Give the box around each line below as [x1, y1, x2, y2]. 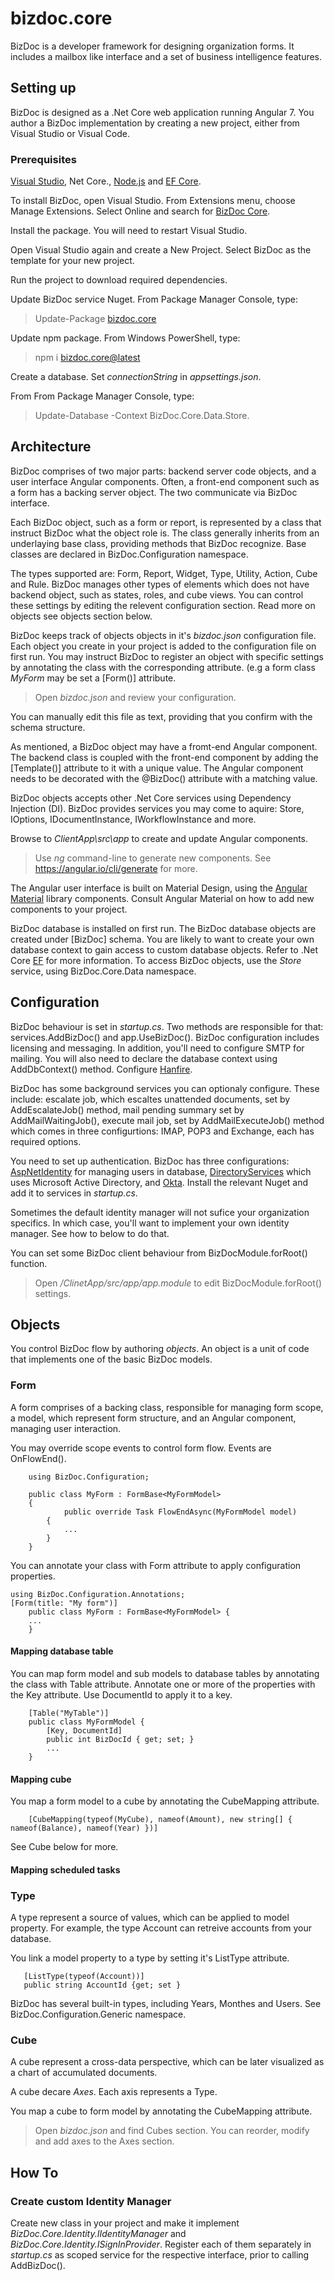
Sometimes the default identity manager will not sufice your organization [10, 1206, 310, 1218]
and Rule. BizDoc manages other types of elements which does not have [10, 578, 310, 590]
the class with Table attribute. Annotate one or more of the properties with [10, 1678, 316, 1690]
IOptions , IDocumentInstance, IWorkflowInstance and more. [10, 813, 257, 825]
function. [10, 1257, 48, 1269]
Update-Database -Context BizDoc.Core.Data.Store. [34, 410, 250, 422]
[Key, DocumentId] [46, 1725, 123, 1736]
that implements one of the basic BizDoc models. [10, 1353, 213, 1366]
